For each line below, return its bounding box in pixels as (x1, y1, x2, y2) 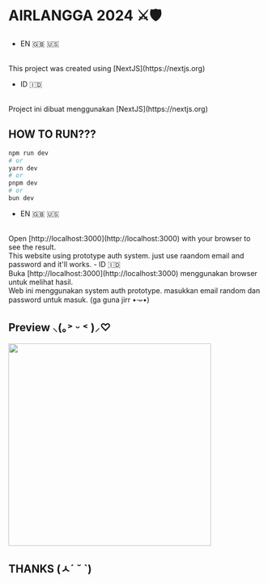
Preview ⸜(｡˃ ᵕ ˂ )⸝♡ (8, 321, 112, 334)
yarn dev (8, 164, 38, 172)
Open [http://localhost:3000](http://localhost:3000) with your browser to (8, 233, 251, 243)
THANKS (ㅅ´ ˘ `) (8, 562, 92, 576)
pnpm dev (8, 179, 38, 187)
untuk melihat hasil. (8, 277, 74, 287)
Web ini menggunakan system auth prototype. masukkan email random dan (8, 285, 261, 296)
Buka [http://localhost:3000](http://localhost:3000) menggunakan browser (8, 268, 257, 278)
